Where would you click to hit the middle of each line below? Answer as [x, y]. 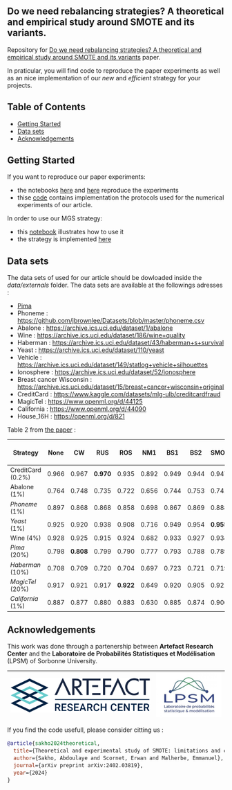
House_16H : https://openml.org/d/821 [71, 416]
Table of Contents [47, 107]
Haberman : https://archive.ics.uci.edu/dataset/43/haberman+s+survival [120, 343]
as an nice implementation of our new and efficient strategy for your [104, 78]
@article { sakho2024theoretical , [54, 744]
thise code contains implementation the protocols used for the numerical [120, 197]
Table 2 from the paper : [41, 430]
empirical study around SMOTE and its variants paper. [84, 57]
